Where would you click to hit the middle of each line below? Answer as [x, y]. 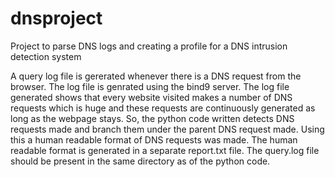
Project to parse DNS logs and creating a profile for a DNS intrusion [149, 46]
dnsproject [56, 18]
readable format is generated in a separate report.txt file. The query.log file [165, 150]
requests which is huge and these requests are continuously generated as [163, 108]
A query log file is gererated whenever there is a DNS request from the [156, 76]
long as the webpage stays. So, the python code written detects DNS [152, 118]
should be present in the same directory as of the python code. [140, 161]
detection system [46, 56]
